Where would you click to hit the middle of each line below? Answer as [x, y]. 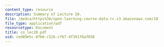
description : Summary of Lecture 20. [43, 14]
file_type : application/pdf [34, 23]
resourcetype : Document [29, 28]
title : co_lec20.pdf [26, 32]
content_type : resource [29, 10]
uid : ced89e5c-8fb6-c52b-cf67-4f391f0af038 [50, 37]
